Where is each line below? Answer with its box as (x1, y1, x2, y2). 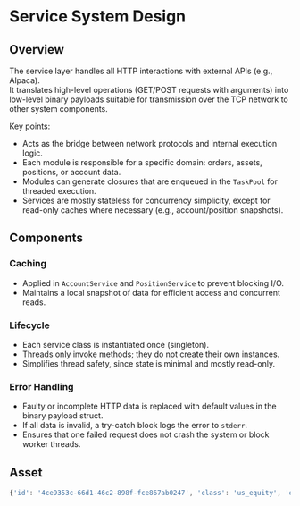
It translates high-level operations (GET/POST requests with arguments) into (9, 85, 289, 95)
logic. (21, 148, 43, 158)
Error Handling (9, 380, 74, 392)
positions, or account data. (21, 167, 121, 177)
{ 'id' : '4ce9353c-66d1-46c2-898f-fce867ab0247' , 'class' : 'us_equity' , (9, 489, 281, 498)
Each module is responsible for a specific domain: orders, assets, (21, 157, 263, 167)
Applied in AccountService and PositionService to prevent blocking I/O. (21, 277, 284, 288)
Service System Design (9, 6, 187, 27)
